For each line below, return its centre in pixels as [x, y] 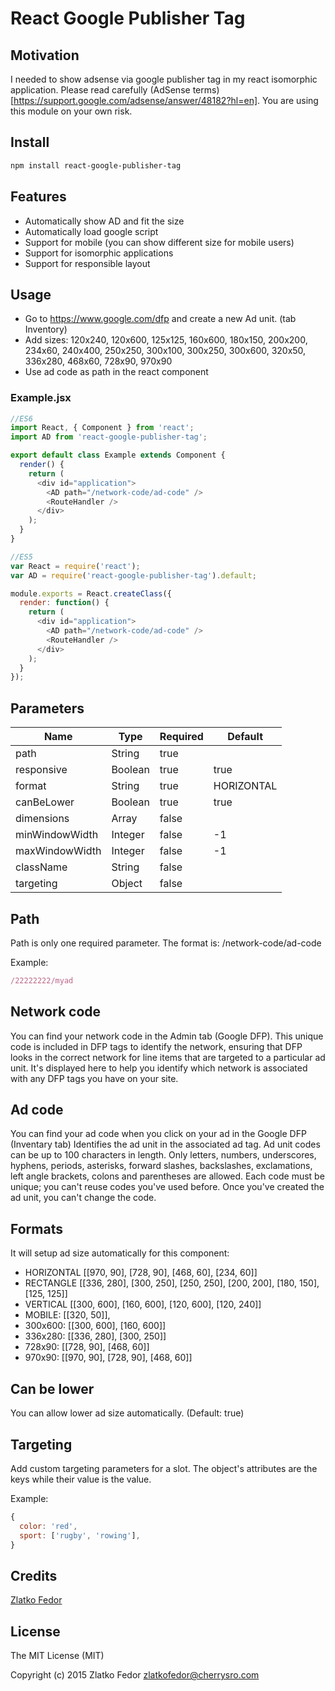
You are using [290, 100]
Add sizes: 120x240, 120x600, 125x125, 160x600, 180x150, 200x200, [166, 340]
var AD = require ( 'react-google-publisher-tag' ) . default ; [133, 575]
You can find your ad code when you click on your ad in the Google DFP [158, 1134]
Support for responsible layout [87, 263]
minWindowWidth [57, 835]
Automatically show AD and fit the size [104, 221]
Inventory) [46, 329]
